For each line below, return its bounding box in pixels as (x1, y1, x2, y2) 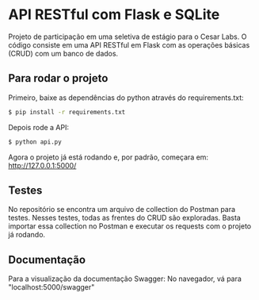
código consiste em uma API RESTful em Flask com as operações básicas (8, 40, 250, 49)
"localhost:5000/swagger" (8, 283, 95, 292)
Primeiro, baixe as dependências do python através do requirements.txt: (8, 93, 244, 102)
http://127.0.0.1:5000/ (8, 160, 77, 170)
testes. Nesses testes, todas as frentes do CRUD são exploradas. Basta (8, 213, 242, 223)
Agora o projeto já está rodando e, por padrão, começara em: (8, 152, 208, 162)
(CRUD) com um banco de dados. (8, 48, 119, 58)
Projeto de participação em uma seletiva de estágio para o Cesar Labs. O (8, 32, 247, 41)
